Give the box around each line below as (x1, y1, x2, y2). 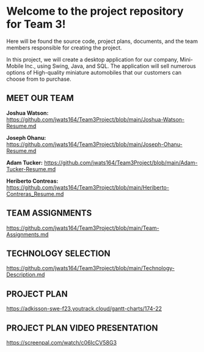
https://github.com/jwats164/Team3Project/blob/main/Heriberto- (6, 183, 170, 191)
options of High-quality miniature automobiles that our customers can (6, 68, 182, 76)
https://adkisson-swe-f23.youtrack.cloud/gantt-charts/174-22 (6, 305, 162, 312)
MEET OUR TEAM (6, 93, 75, 103)
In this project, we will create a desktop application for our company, (6, 56, 179, 63)
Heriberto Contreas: (6, 177, 59, 185)
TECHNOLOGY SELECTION (6, 248, 111, 258)
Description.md (6, 271, 45, 279)
